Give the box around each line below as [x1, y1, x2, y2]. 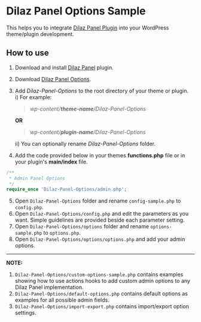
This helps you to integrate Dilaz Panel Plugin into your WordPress [6, 24, 169, 31]
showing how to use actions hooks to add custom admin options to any [14, 278, 190, 285]
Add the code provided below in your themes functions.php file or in [14, 151, 185, 159]
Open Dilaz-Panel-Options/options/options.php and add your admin [14, 235, 185, 243]
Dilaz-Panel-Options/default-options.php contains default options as [14, 290, 188, 297]
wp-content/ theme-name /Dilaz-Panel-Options [29, 105, 147, 112]
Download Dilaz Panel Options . [14, 75, 92, 82]
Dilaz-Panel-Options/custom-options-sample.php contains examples [14, 271, 184, 278]
